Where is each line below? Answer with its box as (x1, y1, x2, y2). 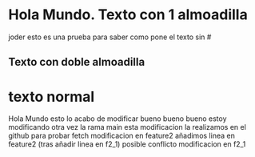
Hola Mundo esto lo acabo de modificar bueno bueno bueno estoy (8, 114, 227, 123)
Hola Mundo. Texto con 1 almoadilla (8, 6, 248, 24)
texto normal (8, 87, 95, 106)
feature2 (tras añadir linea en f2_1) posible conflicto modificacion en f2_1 (8, 139, 246, 149)
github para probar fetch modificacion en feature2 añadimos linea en (8, 131, 236, 141)
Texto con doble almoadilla (8, 55, 145, 69)
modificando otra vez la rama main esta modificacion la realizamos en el (8, 123, 246, 132)
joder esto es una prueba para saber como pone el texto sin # (8, 32, 212, 42)
